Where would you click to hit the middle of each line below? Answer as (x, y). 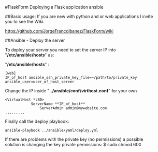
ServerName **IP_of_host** (58, 104)
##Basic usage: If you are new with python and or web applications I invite (79, 16)
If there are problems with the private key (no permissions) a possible (74, 139)
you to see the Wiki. (25, 22)
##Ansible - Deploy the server (35, 40)
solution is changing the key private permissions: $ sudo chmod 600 (73, 144)
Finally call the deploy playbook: (37, 121)
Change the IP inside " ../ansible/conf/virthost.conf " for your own (71, 91)
